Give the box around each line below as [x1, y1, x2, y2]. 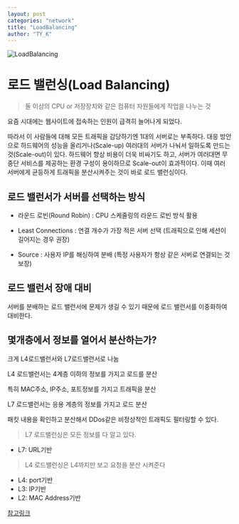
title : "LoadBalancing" [7, 24, 78, 31]
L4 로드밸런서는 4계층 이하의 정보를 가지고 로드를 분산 [7, 369, 158, 378]
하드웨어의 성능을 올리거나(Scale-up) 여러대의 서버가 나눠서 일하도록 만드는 [20, 141, 230, 150]
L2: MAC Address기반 [17, 493, 81, 502]
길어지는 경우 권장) [17, 235, 70, 243]
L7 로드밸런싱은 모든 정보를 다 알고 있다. [24, 430, 137, 438]
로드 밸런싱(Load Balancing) [7, 77, 171, 93]
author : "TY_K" [7, 30, 53, 38]
